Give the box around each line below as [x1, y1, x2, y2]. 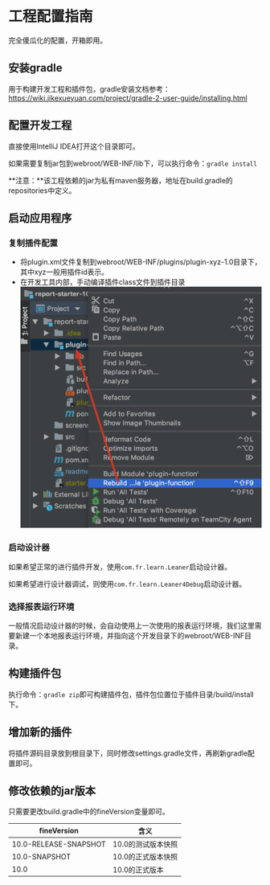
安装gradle [8, 61, 63, 75]
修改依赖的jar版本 [8, 785, 96, 798]
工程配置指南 [8, 7, 94, 26]
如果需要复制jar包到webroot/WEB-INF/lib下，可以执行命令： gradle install [8, 158, 257, 168]
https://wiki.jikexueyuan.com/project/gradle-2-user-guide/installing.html [8, 93, 247, 103]
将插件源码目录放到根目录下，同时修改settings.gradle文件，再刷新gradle [8, 748, 248, 758]
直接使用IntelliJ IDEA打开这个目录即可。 [8, 141, 140, 151]
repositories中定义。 [8, 186, 76, 195]
